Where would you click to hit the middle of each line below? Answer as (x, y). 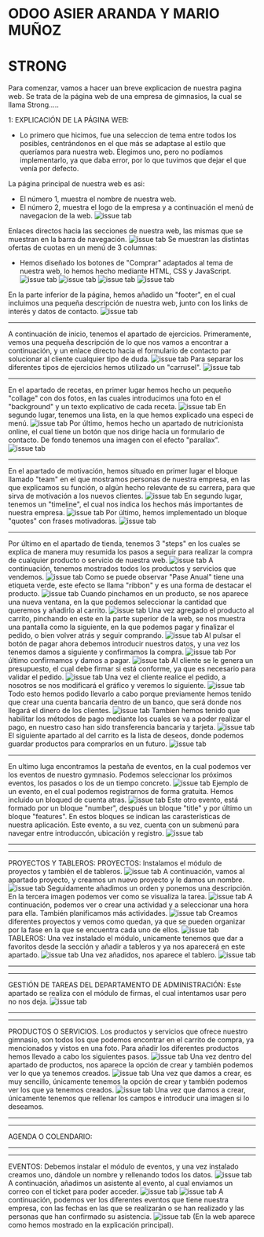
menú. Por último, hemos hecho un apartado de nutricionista (126, 423)
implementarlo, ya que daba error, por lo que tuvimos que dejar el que (133, 160)
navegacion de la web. (56, 216)
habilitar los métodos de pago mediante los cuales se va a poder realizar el (129, 719)
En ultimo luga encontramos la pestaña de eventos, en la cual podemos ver (130, 767)
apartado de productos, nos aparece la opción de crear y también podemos (131, 1065)
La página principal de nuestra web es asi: (77, 184)
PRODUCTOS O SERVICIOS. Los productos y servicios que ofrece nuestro (128, 1032)
